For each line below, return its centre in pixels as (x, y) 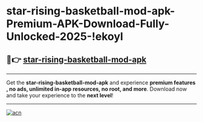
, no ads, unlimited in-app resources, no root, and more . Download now (97, 89)
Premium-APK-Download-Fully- (88, 24)
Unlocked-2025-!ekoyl (65, 37)
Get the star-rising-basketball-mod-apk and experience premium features (101, 83)
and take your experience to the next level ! (60, 95)
